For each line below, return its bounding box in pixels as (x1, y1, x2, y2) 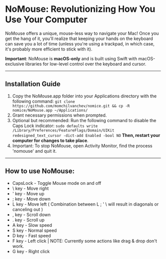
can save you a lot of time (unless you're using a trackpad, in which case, (5, 41, 155, 46)
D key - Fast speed (12, 232, 51, 238)
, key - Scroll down (12, 212, 51, 217)
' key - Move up (12, 190, 44, 196)
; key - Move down (12, 196, 51, 202)
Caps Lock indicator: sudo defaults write (12, 123, 98, 129)
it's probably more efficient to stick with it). (5, 46, 92, 52)
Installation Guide (5, 80, 61, 88)
